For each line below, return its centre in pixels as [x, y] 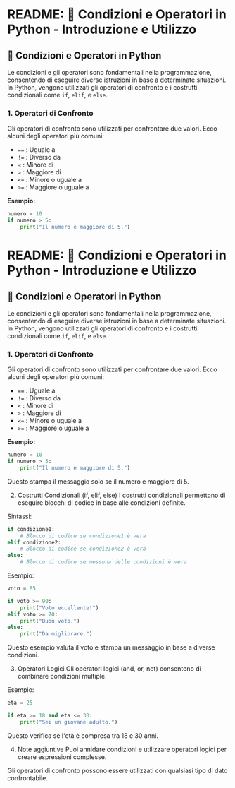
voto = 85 [22, 589]
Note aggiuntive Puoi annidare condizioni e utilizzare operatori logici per [122, 749]
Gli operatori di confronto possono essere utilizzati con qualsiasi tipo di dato [118, 770]
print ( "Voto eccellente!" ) [59, 608]
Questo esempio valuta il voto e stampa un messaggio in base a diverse [112, 647]
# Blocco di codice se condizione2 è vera [83, 549]
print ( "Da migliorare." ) [56, 634]
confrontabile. [27, 778]
